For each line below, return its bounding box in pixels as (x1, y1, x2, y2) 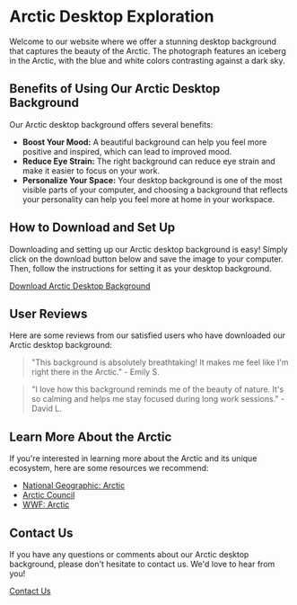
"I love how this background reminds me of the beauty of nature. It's (31, 384, 284, 395)
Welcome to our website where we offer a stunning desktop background (9, 36, 276, 47)
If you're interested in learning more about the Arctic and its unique (9, 453, 258, 464)
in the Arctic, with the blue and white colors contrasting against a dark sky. (9, 55, 285, 66)
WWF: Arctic (22, 499, 70, 510)
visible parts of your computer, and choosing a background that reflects (22, 184, 289, 195)
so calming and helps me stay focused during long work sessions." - (31, 394, 285, 405)
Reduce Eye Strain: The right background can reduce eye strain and (22, 156, 275, 166)
